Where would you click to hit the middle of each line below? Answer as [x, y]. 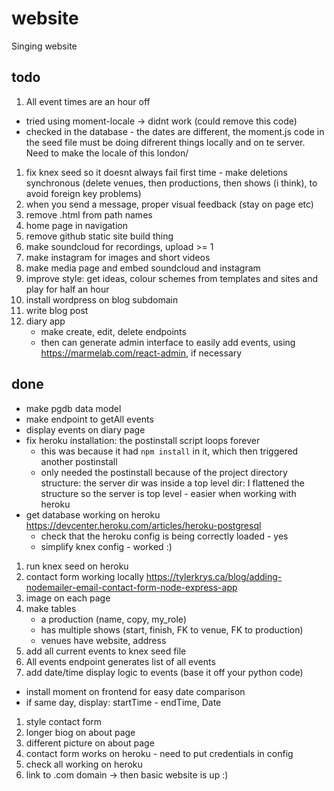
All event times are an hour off [88, 101]
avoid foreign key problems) [83, 193]
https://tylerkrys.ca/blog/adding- [214, 576]
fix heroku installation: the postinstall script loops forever [143, 440]
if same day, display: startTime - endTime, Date [123, 702]
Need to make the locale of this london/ [107, 153]
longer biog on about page [80, 732]
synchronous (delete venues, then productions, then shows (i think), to [171, 183]
